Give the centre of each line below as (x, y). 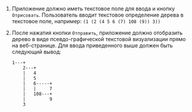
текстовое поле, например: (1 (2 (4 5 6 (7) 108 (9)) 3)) (86, 21)
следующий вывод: (36, 52)
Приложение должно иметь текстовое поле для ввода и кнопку (93, 9)
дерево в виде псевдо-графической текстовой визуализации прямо (99, 39)
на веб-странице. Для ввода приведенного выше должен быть (92, 45)
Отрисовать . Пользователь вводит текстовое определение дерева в (97, 15)
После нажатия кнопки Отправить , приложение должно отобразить (97, 33)
